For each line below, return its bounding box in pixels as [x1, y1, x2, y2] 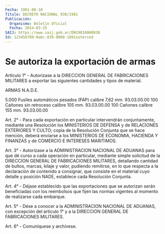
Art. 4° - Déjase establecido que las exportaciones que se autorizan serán [5, 183, 156, 189]
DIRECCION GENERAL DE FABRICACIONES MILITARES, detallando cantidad [5, 157, 159, 163]
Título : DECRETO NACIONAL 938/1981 [5, 12, 78, 17]
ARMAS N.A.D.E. [5, 87, 39, 93]
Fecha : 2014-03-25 [9, 26, 48, 31]
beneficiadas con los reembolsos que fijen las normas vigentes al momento [5, 188, 159, 194]
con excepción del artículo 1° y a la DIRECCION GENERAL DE [5, 208, 129, 214]
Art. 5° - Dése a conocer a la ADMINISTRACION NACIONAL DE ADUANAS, [5, 203, 156, 209]
